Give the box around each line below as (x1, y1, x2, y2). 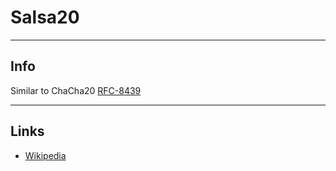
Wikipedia (24, 149, 67, 161)
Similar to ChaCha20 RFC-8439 (10, 84, 142, 96)
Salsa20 (10, 6, 80, 29)
